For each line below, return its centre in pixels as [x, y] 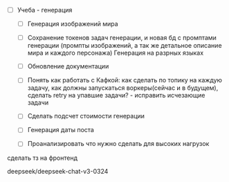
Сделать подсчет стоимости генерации [86, 116]
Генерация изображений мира [73, 24]
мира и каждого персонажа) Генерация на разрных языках [116, 53]
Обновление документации [68, 66]
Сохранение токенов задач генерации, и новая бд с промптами [122, 38]
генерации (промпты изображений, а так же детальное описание [125, 46]
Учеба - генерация [45, 10]
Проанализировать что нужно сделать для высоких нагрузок [118, 144]
